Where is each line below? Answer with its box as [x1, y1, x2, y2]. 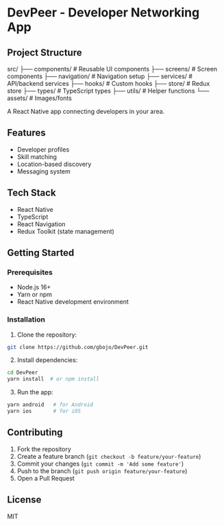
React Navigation [16, 219, 66, 228]
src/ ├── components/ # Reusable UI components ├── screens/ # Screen [7, 65, 218, 73]
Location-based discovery [16, 160, 92, 168]
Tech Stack [7, 187, 56, 199]
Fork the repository [16, 444, 72, 453]
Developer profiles [16, 145, 70, 154]
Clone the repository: [16, 331, 77, 339]
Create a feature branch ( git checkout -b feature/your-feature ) [16, 452, 201, 460]
